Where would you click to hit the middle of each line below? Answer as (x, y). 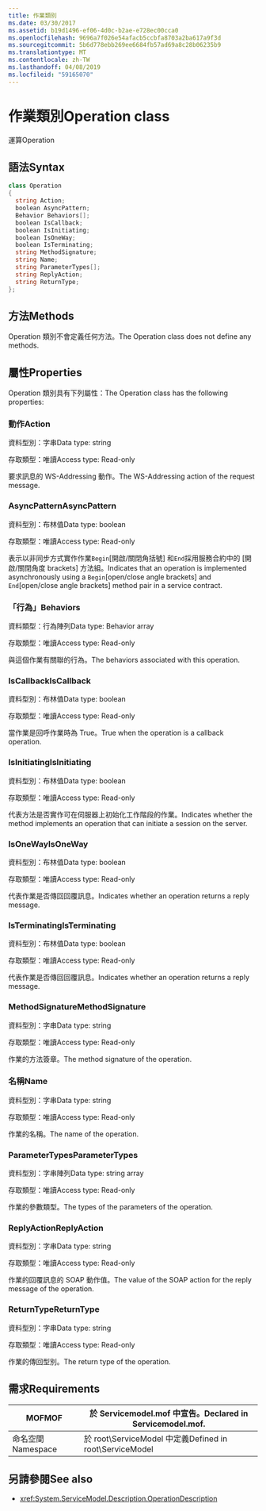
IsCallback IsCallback (49, 681)
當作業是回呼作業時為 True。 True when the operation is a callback (116, 733)
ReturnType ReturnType (54, 1309)
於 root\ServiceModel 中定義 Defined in (156, 1439)
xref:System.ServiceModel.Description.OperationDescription (118, 1499)
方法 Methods (41, 315)
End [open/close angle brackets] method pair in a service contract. (116, 585)
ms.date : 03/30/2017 (42, 23)
